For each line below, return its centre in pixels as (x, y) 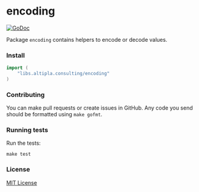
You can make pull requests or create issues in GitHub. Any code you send (99, 108)
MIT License (22, 182)
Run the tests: (24, 143)
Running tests (27, 130)
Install (16, 55)
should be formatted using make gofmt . (54, 114)
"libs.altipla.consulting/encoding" (64, 74)
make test (19, 154)
